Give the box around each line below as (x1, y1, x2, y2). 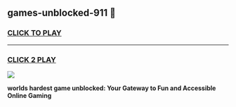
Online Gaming (7, 91, 52, 99)
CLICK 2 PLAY (7, 54, 56, 64)
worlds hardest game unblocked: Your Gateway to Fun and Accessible (7, 84, 216, 92)
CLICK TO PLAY (7, 28, 62, 38)
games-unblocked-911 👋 (7, 7, 116, 19)
